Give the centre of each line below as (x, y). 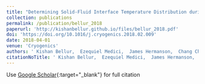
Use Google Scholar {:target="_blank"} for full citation (73, 74)
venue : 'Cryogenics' (33, 46)
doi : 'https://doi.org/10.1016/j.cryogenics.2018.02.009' (81, 35)
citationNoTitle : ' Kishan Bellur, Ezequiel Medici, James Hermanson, (101, 57)
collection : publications (39, 18)
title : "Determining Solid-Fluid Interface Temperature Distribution (97, 12)
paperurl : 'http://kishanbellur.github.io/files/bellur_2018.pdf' (92, 29)
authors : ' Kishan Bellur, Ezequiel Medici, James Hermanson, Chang (99, 52)
